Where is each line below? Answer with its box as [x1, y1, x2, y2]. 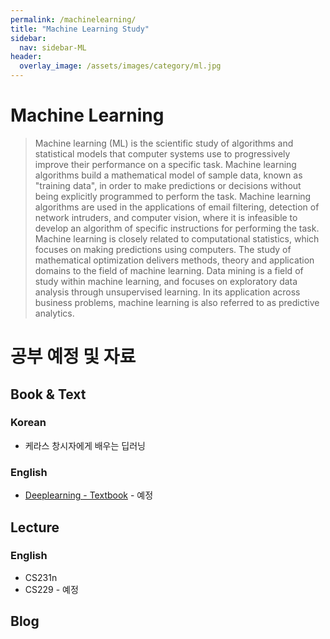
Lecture [10, 519, 60, 536]
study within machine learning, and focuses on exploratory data [34, 275, 298, 287]
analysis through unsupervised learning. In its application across [34, 286, 301, 298]
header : [10, 52, 43, 62]
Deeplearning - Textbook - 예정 [24, 489, 154, 501]
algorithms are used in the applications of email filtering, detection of [34, 201, 320, 213]
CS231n [24, 571, 58, 583]
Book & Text [10, 386, 87, 403]
